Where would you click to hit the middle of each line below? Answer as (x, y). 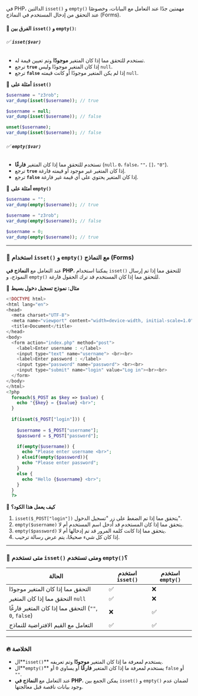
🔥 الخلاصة (19, 649)
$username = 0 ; (25, 231)
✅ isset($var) (24, 42)
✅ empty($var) (24, 146)
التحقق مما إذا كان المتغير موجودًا (50, 589)
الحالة (56, 576)
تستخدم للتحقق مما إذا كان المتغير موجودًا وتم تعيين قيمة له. (80, 60)
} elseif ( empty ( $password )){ (52, 458)
